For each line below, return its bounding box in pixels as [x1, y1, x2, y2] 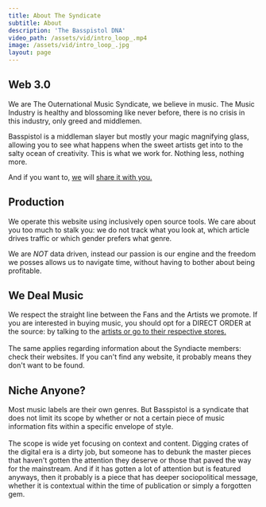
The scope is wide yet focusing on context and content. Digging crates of [8, 439, 249, 448]
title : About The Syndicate [8, 11, 102, 20]
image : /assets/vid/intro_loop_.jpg [8, 41, 129, 49]
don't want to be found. [8, 361, 85, 370]
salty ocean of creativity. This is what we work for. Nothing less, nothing [8, 148, 245, 158]
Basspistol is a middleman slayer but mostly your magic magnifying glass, [8, 131, 249, 141]
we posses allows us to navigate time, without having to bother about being [8, 257, 256, 267]
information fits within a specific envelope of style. [8, 422, 174, 431]
